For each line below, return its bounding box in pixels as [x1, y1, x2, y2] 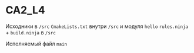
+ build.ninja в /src [5, 29, 56, 36]
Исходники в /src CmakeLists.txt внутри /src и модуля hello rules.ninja [5, 23, 189, 30]
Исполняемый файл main [5, 40, 68, 47]
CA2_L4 [5, 3, 45, 17]
